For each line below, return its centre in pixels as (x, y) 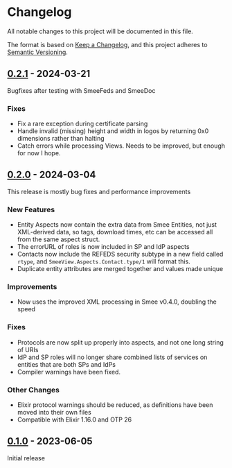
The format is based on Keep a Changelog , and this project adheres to (107, 44)
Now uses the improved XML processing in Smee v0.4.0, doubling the (117, 302)
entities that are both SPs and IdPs (66, 364)
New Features (31, 209)
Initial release (26, 458)
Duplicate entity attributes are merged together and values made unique (120, 269)
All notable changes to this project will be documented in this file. (100, 31)
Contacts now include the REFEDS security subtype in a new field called (120, 254)
